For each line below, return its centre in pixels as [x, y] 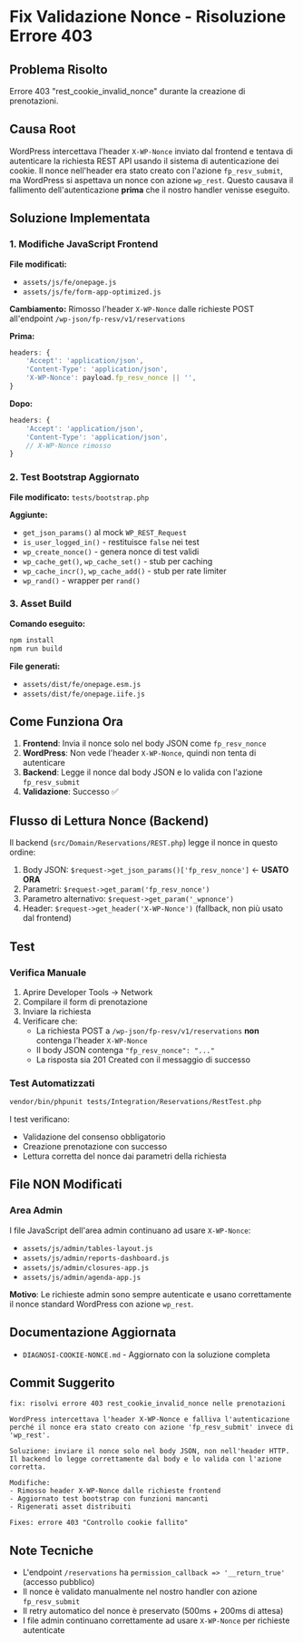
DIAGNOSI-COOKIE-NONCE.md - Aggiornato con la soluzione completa [146, 1354]
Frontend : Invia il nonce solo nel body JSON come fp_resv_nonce [144, 743]
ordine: [23, 852]
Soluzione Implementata [80, 218]
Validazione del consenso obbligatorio [94, 1137]
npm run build [36, 649]
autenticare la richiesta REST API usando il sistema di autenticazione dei [144, 161]
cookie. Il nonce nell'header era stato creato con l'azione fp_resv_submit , [147, 171]
